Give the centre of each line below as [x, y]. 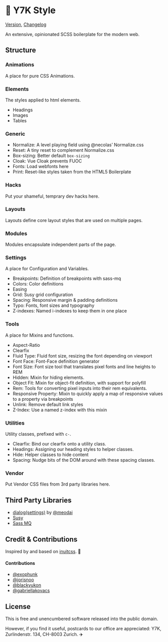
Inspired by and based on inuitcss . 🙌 [43, 551]
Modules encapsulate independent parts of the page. [61, 245]
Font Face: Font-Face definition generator [56, 361]
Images [20, 115]
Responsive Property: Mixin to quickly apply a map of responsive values [88, 394]
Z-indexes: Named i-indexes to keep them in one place [70, 311]
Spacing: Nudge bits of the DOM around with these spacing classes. [84, 460]
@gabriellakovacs [31, 591]
